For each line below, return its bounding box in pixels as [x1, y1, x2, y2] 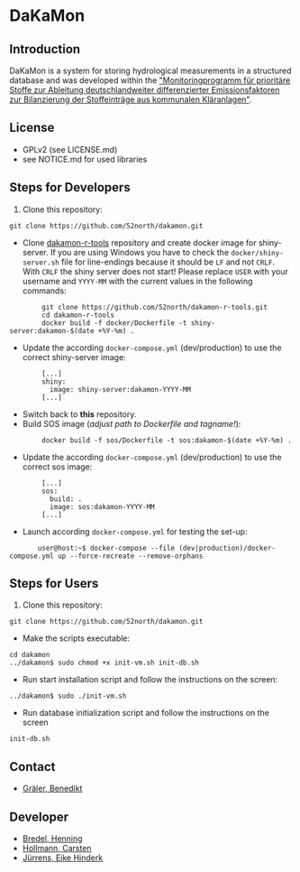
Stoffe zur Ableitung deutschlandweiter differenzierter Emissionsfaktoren [9, 85, 280, 95]
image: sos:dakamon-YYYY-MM [49, 502, 155, 511]
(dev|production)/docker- [178, 543, 277, 552]
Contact [9, 759, 56, 775]
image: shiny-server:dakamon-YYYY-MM [49, 385, 192, 394]
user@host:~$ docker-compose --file [37, 543, 176, 552]
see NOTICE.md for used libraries [22, 153, 148, 164]
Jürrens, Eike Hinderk [22, 852, 104, 863]
